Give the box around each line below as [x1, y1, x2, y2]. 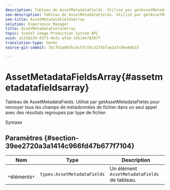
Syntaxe [5, 119, 23, 125]
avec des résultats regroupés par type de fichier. [5, 109, 107, 115]
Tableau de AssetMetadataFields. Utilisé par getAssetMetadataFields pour [5, 99, 160, 105]
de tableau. [109, 176, 137, 183]
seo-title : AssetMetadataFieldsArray [5, 17, 85, 22]
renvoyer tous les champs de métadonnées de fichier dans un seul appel [5, 104, 157, 110]
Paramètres [5, 133, 43, 142]
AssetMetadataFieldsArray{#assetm [5, 71, 163, 82]
